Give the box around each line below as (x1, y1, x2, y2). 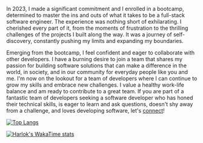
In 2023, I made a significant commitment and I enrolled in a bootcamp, (6, 5, 184, 12)
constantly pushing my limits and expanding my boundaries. (33, 38, 184, 44)
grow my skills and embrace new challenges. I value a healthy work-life (6, 81, 185, 88)
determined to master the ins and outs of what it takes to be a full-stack (6, 12, 185, 19)
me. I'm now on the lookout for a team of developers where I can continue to (6, 75, 198, 82)
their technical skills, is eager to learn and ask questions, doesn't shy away (6, 101, 193, 108)
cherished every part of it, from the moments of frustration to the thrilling (6, 24, 188, 32)
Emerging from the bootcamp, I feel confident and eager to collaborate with (6, 49, 195, 56)
